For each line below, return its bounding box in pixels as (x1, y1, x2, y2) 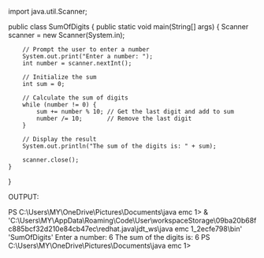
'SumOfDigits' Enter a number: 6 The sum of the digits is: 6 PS (8, 233, 210, 241)
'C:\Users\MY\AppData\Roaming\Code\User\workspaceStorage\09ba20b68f (8, 216, 257, 225)
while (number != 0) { (22, 101, 97, 109)
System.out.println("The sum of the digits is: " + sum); (22, 142, 217, 150)
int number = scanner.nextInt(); (22, 59, 132, 67)
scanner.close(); (22, 156, 80, 164)
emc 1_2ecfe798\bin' (174, 224, 243, 234)
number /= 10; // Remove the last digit (36, 114, 192, 122)
